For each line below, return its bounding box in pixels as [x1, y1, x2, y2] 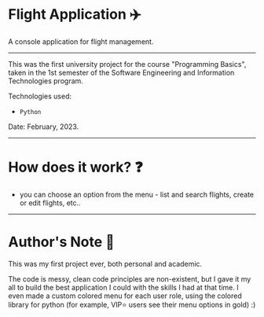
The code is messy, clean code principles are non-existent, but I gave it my [8, 274, 251, 283]
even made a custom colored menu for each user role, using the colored [8, 291, 242, 300]
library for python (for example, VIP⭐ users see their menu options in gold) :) [8, 300, 256, 309]
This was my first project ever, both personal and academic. [8, 259, 203, 268]
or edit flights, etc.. [19, 197, 81, 208]
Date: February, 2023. [8, 122, 79, 131]
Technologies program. [8, 76, 84, 86]
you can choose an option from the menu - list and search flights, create [19, 190, 255, 199]
